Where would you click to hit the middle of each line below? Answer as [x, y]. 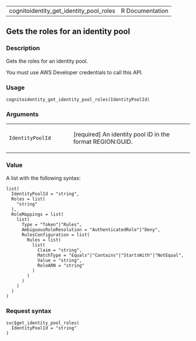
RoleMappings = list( [38, 214]
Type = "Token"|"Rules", [52, 225]
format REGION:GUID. [103, 142]
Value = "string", [60, 260]
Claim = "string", [60, 250]
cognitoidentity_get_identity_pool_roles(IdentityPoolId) [78, 99]
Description [23, 48]
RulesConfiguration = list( [56, 235]
